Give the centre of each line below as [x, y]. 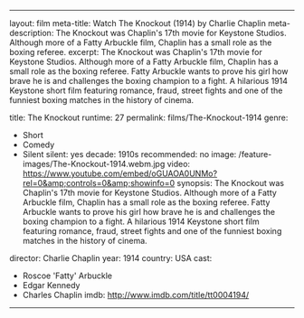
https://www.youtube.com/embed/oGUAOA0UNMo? [120, 173]
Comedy [38, 145]
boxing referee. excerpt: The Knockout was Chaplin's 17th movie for [136, 52]
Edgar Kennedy [51, 285]
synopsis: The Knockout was [231, 183]
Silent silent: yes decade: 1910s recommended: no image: [129, 154]
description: [32, 33]
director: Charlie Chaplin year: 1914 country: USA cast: [111, 258]
